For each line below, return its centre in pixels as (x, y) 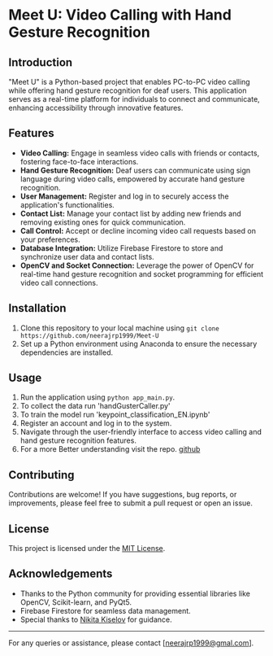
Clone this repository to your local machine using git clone (119, 328)
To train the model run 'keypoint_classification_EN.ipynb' (115, 415)
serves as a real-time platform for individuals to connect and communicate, (134, 99)
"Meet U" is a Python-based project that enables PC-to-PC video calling (129, 82)
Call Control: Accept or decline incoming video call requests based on (138, 230)
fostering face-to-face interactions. (79, 161)
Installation (37, 308)
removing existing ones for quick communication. (103, 222)
